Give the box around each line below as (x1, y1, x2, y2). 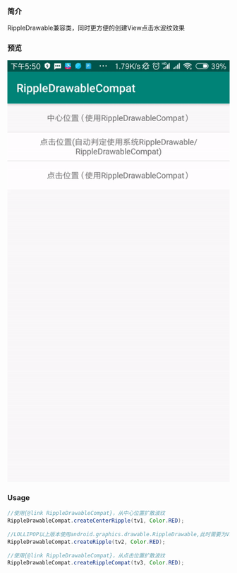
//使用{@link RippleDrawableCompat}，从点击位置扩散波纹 (7, 552, 166, 559)
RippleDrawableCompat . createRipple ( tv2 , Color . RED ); (7, 538, 166, 545)
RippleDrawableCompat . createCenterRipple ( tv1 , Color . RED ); (7, 517, 185, 524)
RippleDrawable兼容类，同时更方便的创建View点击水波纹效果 (7, 23, 186, 33)
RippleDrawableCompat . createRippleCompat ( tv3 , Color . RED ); (7, 560, 185, 567)
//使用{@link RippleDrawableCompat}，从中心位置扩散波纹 (7, 510, 166, 517)
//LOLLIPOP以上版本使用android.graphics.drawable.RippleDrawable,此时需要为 (7, 531, 226, 538)
